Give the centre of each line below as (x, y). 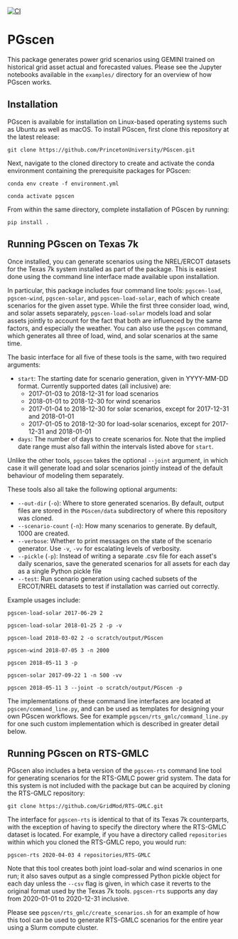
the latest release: (34, 137)
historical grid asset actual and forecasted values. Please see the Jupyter (115, 67)
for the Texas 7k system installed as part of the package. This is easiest (112, 269)
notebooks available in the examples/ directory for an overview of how (109, 74)
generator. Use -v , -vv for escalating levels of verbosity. (99, 548)
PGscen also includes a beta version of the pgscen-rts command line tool (115, 771)
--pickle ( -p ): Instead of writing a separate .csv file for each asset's (117, 556)
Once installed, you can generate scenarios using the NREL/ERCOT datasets (119, 261)
